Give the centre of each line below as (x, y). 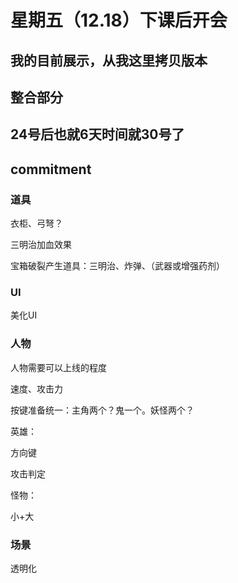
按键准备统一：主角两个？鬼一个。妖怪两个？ (102, 410)
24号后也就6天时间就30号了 (97, 134)
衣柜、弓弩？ (36, 223)
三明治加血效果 (41, 245)
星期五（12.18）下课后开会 (119, 20)
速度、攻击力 (36, 388)
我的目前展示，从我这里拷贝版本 (109, 60)
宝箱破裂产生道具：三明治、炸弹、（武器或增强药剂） (117, 266)
